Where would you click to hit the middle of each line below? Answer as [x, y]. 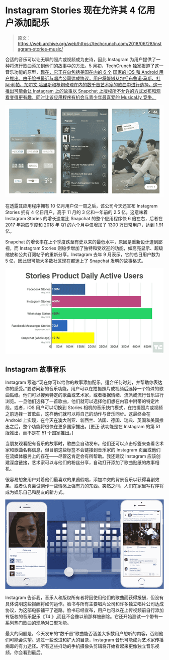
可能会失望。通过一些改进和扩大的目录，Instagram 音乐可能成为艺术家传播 [87, 640]
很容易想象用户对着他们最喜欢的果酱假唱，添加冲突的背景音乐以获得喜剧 [80, 480]
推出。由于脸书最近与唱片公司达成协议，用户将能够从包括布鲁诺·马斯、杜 [85, 78]
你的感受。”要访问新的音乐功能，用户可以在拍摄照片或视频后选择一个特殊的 [82, 389]
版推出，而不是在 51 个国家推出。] [39, 433]
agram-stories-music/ [40, 49]
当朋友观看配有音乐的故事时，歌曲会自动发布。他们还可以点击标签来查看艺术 [84, 444]
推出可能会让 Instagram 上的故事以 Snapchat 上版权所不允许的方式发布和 [81, 91]
